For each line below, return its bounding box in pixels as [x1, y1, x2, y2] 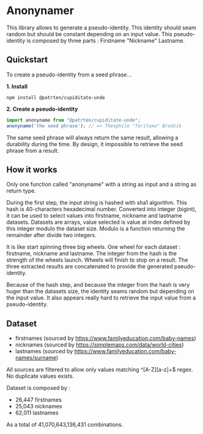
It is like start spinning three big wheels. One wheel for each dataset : [6, 243, 181, 251]
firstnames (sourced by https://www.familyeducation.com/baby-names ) [15, 334, 196, 342]
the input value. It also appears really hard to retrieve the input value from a [6, 294, 196, 301]
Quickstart [6, 54, 48, 65]
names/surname [15, 354, 57, 361]
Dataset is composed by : [6, 384, 71, 392]
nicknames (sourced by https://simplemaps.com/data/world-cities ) [15, 341, 185, 348]
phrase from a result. [6, 147, 59, 154]
